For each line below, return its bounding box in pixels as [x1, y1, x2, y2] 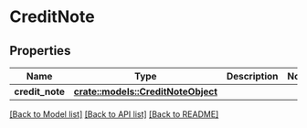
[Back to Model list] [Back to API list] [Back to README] [9, 109, 219, 120]
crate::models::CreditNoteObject [73, 85, 217, 98]
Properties [9, 43, 71, 59]
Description [226, 70, 279, 82]
